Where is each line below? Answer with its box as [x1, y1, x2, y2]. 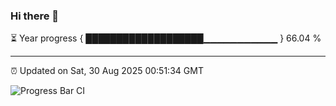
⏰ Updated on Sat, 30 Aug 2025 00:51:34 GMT [10, 65, 204, 77]
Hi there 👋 [10, 9, 60, 23]
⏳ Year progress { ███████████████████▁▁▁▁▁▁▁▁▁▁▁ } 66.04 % [10, 32, 322, 44]
